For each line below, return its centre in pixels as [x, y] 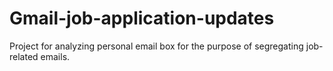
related [24, 56]
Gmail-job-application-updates [142, 18]
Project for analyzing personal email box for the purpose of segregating [156, 46]
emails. [55, 56]
